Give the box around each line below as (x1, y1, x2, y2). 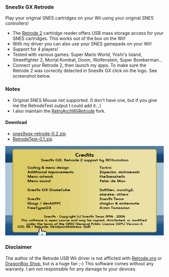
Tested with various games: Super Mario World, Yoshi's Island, (12, 51, 142, 58)
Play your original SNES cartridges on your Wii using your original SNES (5, 15, 154, 21)
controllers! (5, 20, 29, 26)
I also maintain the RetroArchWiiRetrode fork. (12, 107, 106, 114)
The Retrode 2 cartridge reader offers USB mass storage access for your (12, 30, 164, 36)
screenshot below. (12, 73, 51, 79)
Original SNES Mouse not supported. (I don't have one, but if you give (12, 97, 157, 103)
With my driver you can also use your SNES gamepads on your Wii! (12, 41, 152, 47)
